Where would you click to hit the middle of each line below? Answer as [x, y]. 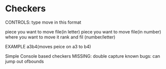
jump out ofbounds [25, 61]
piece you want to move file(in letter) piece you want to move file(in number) [83, 32]
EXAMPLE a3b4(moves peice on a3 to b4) [48, 46]
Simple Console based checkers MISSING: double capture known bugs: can [83, 56]
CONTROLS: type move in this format [43, 22]
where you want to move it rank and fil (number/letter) [60, 37]
